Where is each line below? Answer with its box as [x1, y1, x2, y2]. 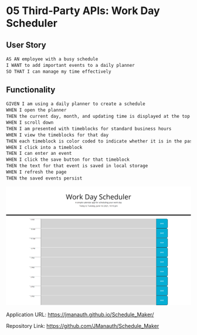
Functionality [6, 85, 56, 95]
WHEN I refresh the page [6, 169, 67, 175]
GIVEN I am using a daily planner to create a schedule [6, 101, 145, 107]
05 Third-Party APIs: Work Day [6, 4, 160, 18]
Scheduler [6, 16, 57, 30]
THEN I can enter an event [6, 151, 72, 157]
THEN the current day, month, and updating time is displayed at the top [6, 113, 191, 120]
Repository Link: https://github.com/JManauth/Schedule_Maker [6, 323, 159, 330]
